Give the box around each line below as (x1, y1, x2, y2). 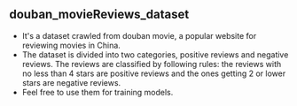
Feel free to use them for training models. (21, 87, 174, 97)
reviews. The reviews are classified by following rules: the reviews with (21, 58, 282, 69)
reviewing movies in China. (21, 40, 121, 50)
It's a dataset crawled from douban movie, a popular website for (21, 30, 257, 41)
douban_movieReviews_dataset (9, 7, 190, 22)
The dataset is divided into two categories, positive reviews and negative (21, 49, 289, 60)
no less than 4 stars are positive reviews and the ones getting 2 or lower (21, 68, 286, 79)
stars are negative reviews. (21, 77, 121, 87)
